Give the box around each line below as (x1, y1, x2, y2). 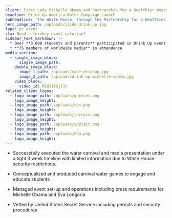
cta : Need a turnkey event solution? (5, 31, 86, 36)
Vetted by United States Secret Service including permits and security (12, 202, 160, 208)
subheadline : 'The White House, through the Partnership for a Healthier (5, 17, 166, 22)
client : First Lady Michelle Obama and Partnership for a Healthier (5, 7, 155, 13)
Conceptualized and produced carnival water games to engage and (12, 171, 155, 177)
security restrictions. (12, 161, 57, 167)
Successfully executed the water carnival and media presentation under (12, 150, 165, 156)
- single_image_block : (10, 55, 58, 60)
